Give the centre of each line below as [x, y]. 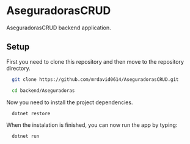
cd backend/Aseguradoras [43, 90]
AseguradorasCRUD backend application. [59, 28]
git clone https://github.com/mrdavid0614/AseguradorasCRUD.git [95, 79]
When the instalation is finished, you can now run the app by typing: [92, 125]
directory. [18, 68]
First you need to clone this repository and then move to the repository [95, 61]
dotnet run [26, 136]
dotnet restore [31, 113]
